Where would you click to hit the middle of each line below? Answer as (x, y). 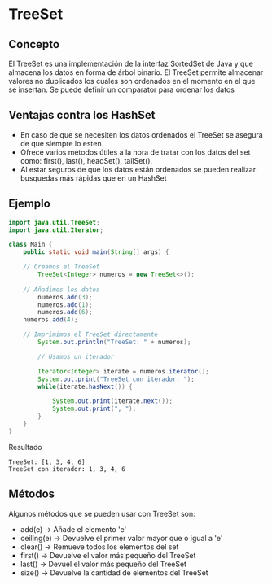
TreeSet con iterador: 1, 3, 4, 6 (67, 469)
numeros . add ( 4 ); (51, 320)
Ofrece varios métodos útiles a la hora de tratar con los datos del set (135, 152)
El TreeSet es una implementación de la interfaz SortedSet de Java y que (131, 63)
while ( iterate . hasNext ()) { (85, 386)
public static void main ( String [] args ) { (96, 252)
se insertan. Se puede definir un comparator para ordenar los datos (121, 89)
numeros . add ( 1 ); (65, 305)
